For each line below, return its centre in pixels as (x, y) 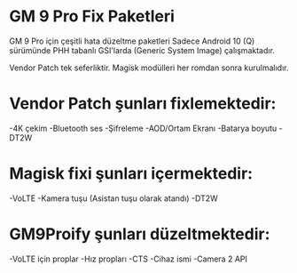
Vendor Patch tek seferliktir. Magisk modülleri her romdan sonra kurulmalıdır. (149, 68)
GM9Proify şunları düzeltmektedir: (140, 234)
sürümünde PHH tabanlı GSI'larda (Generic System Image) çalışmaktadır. (142, 50)
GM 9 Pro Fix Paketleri (92, 16)
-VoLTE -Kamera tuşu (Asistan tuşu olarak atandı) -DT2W (114, 198)
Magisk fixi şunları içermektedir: (131, 174)
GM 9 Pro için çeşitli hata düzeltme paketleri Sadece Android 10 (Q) (132, 41)
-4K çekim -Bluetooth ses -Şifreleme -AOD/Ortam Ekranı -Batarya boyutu (143, 128)
